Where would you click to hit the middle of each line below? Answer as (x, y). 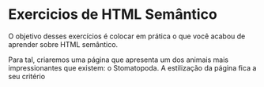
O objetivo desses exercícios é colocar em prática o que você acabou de (127, 36)
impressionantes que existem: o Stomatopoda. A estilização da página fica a (132, 67)
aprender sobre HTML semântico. (63, 44)
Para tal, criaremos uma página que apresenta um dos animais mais (119, 60)
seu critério (27, 76)
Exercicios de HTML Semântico (113, 14)
